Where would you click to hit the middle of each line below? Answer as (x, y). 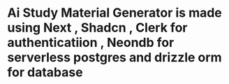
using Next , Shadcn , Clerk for (97, 28)
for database (45, 72)
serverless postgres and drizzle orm (114, 58)
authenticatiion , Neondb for (91, 43)
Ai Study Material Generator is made (114, 13)
